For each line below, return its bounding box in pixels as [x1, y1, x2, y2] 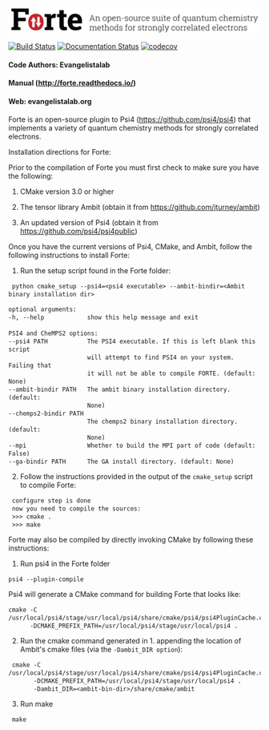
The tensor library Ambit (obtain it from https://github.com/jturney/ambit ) [19, 202, 260, 212]
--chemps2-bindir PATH [8, 409, 84, 417]
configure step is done [11, 496, 91, 505]
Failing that [8, 361, 52, 369]
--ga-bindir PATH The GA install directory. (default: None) [8, 458, 235, 466]
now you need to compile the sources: [11, 504, 142, 513]
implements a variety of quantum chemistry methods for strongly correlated [8, 123, 259, 132]
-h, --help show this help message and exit [8, 313, 199, 321]
